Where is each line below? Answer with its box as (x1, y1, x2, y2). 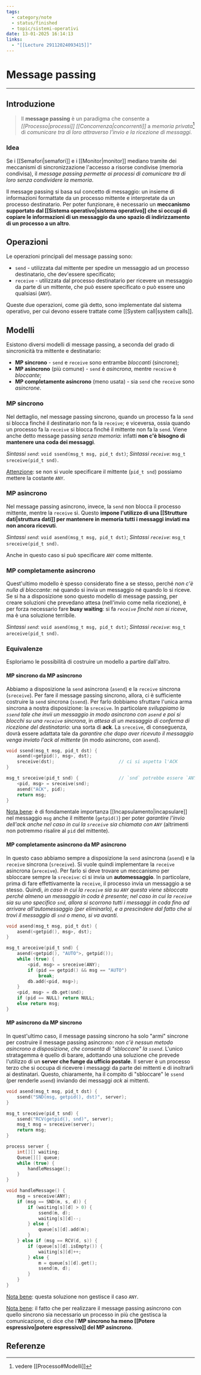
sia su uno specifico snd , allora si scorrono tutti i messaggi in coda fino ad (6, 899, 190, 906)
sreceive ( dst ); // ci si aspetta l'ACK (17, 759, 178, 765)
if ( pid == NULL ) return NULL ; (17, 995, 95, 1001)
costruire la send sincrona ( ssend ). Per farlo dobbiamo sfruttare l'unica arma (6, 698, 193, 705)
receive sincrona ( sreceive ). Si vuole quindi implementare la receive (6, 860, 175, 868)
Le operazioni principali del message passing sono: (6, 253, 133, 260)
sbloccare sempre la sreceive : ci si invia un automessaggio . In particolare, (6, 873, 191, 880)
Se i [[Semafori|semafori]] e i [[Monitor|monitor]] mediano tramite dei (6, 157, 177, 165)
